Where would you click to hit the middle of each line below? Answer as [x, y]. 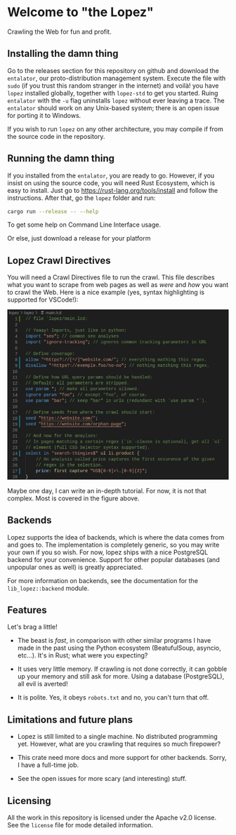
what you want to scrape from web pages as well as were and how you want [118, 285]
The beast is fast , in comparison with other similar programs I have [114, 641]
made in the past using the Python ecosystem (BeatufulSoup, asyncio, [119, 648]
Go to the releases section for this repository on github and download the [113, 70]
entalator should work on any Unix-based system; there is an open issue [113, 108]
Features [27, 610]
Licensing [29, 801]
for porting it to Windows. [44, 115]
